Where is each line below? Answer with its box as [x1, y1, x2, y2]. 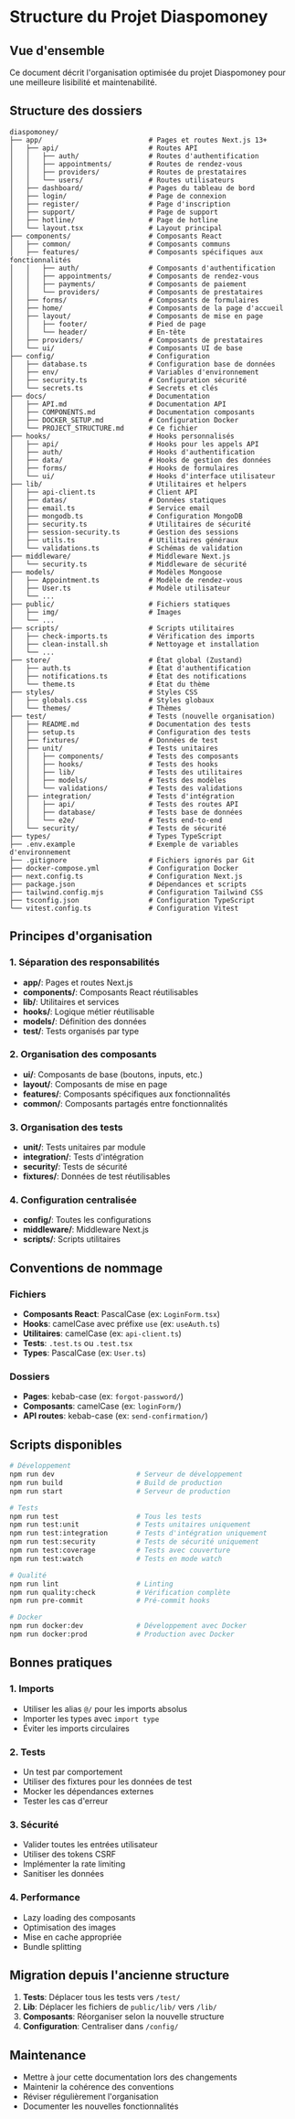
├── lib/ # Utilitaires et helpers [9, 479, 248, 488]
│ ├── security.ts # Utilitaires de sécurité [9, 519, 251, 529]
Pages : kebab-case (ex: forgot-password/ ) [22, 1391, 184, 1402]
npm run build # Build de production [9, 1478, 223, 1487]
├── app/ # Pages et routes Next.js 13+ [9, 135, 268, 144]
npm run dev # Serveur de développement [9, 1470, 244, 1479]
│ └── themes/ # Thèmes [9, 703, 182, 712]
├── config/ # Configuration [9, 351, 210, 360]
